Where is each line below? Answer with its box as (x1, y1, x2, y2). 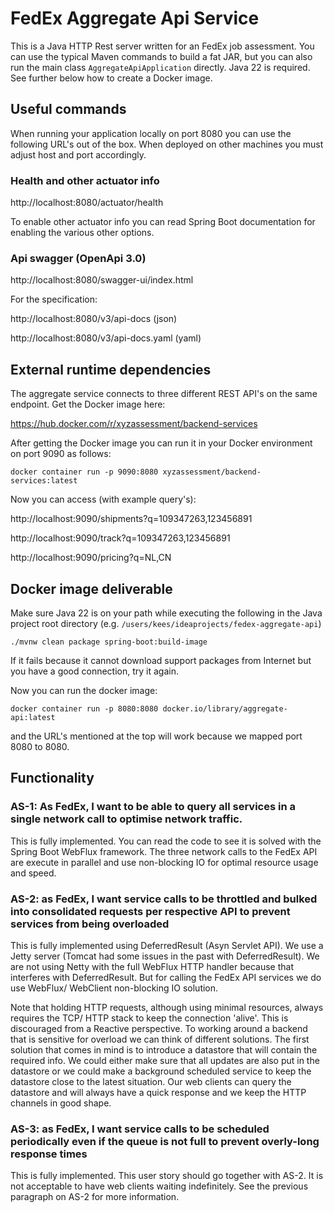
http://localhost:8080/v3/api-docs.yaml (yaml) (10, 332, 202, 344)
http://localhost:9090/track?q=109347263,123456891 (10, 532, 231, 544)
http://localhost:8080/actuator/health (10, 197, 164, 209)
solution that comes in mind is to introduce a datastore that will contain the (10, 1043, 318, 1056)
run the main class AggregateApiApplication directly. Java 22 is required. (10, 61, 311, 73)
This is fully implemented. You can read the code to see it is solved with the (10, 835, 322, 847)
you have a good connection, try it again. (10, 665, 180, 677)
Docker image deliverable (10, 580, 173, 597)
